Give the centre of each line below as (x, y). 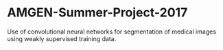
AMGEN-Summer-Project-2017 (97, 13)
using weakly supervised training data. (62, 38)
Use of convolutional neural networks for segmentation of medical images (112, 32)
